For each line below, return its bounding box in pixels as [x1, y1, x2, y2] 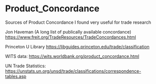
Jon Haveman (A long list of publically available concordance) [5, 29, 132, 35]
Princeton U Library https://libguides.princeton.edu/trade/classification [5, 43, 150, 49]
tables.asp [5, 73, 26, 79]
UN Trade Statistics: [5, 63, 46, 69]
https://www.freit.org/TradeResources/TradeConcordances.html [5, 34, 136, 40]
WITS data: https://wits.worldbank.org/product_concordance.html [5, 53, 140, 59]
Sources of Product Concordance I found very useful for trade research [5, 19, 151, 25]
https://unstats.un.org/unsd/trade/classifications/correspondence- [5, 68, 141, 74]
